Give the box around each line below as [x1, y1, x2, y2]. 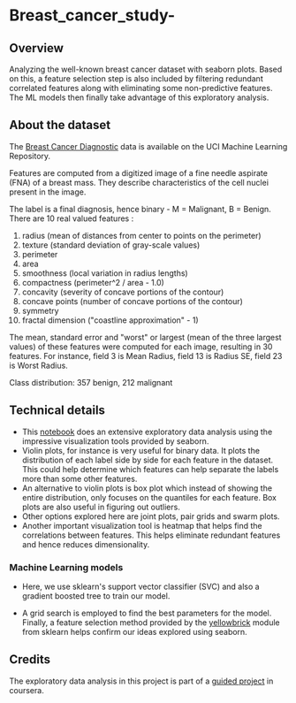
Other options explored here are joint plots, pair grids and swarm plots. [21, 510, 280, 522]
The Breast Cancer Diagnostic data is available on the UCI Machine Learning [9, 141, 288, 151]
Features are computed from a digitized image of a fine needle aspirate [9, 167, 268, 178]
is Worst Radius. [9, 360, 68, 371]
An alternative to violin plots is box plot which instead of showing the [21, 483, 272, 493]
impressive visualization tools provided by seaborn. [21, 435, 209, 447]
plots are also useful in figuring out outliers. [21, 501, 181, 512]
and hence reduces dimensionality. [21, 539, 150, 549]
